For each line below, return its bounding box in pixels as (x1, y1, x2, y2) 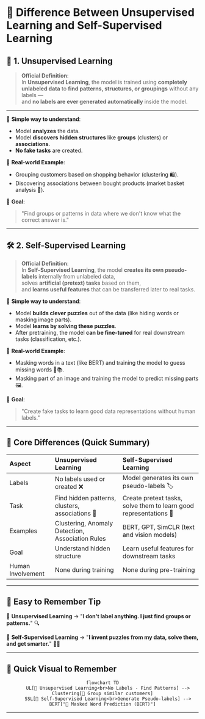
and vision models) (122, 530, 178, 539)
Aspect (9, 459, 31, 468)
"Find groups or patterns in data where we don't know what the (21, 210, 181, 217)
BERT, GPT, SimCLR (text (122, 522, 195, 531)
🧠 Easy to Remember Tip (6, 597, 101, 607)
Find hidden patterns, (54, 494, 117, 502)
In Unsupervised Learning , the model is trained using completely (21, 79, 187, 86)
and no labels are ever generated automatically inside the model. (21, 98, 188, 105)
